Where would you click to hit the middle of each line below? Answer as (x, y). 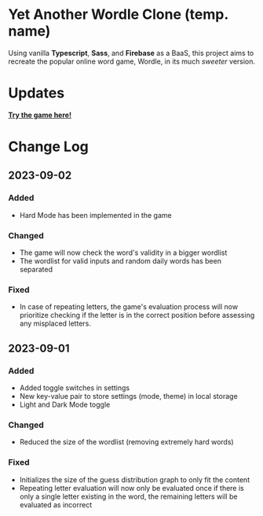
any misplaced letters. (55, 323)
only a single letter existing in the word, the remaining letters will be (128, 496)
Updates (37, 93)
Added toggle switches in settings (75, 388)
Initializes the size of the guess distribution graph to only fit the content (134, 479)
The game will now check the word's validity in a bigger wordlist (123, 252)
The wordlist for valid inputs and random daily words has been (121, 261)
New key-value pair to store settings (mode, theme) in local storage (128, 396)
